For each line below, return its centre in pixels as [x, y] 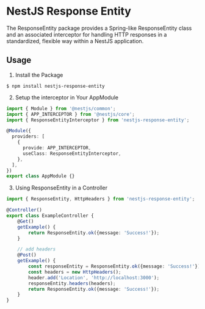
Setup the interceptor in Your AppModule [67, 97]
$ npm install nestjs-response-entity [56, 86]
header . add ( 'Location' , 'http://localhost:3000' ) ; [94, 278]
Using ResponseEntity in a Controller [61, 188]
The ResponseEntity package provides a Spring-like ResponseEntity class [99, 28]
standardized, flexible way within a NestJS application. [75, 41]
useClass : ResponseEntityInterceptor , [72, 154]
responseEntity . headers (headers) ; [72, 283]
